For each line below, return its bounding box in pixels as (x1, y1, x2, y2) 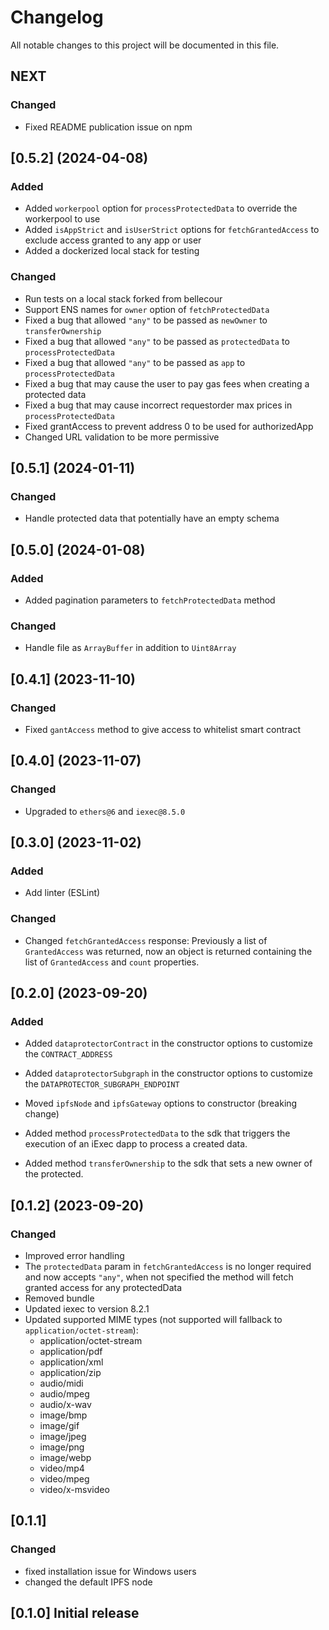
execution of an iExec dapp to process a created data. (24, 1138, 248, 1150)
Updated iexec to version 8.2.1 (24, 1303, 150, 1315)
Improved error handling (24, 1250, 125, 1262)
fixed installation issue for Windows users (24, 1565, 197, 1577)
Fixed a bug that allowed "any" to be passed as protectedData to (24, 335, 290, 347)
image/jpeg (39, 1431, 87, 1443)
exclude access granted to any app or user (24, 234, 202, 246)
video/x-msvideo (39, 1484, 110, 1496)
